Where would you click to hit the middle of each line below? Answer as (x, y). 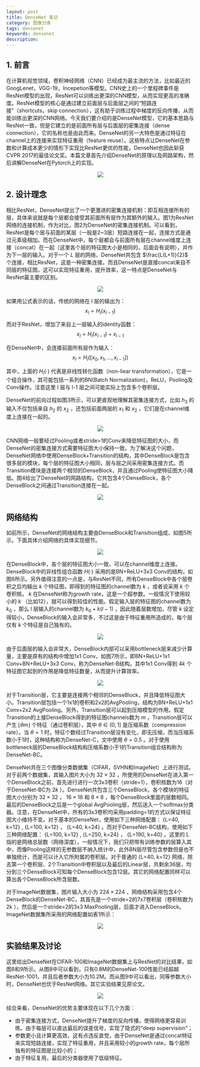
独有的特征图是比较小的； (46, 1050)
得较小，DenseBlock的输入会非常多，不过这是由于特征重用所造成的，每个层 (99, 618)
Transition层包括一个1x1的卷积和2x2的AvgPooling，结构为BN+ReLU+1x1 (104, 702)
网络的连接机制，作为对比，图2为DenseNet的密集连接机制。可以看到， (93, 225)
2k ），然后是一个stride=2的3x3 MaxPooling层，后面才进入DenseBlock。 (96, 907)
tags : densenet (25, 28)
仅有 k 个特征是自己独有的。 (41, 625)
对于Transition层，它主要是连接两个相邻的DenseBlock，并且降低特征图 (93, 695)
